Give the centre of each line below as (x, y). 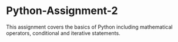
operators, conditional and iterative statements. (63, 33)
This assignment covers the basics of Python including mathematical (89, 27)
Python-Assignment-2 (62, 11)
